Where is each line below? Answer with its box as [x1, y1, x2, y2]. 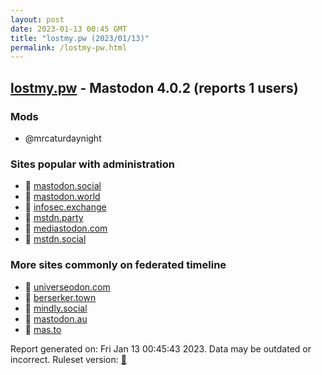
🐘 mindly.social [24, 302, 88, 314]
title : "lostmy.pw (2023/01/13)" [10, 33, 150, 43]
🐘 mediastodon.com [24, 222, 108, 235]
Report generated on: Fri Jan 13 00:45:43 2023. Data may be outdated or [10, 342, 312, 355]
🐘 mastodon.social [24, 180, 102, 192]
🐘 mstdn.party [24, 212, 84, 224]
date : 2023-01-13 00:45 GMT [10, 24, 128, 34]
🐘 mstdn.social [24, 233, 87, 245]
